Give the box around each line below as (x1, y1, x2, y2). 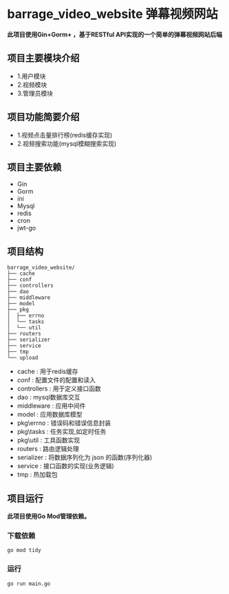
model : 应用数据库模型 (17, 410, 83, 419)
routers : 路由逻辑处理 (17, 445, 79, 453)
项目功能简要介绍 (7, 111, 80, 123)
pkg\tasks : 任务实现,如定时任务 (17, 428, 107, 436)
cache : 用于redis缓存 (17, 367, 78, 375)
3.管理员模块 (17, 89, 54, 97)
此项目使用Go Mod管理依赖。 (7, 512, 91, 520)
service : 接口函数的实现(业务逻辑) (17, 462, 115, 470)
